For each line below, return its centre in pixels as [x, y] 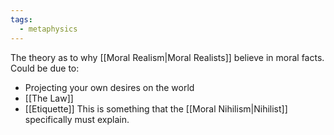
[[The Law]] [49, 98]
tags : [21, 19]
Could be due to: [45, 68]
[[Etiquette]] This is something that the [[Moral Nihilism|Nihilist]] [156, 108]
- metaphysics [48, 29]
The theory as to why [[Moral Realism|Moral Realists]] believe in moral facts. [167, 57]
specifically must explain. [77, 119]
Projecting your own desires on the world [109, 87]
